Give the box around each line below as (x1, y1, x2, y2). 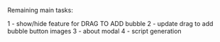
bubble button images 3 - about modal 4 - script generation (7, 27, 182, 35)
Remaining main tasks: (7, 6, 73, 14)
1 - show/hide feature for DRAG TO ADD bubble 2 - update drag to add (7, 20, 214, 27)
